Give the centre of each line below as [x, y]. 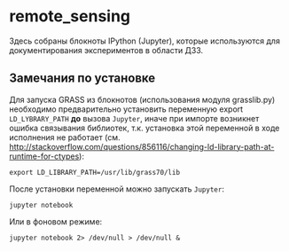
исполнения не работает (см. [65, 137]
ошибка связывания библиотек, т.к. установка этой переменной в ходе [144, 128]
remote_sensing [70, 16]
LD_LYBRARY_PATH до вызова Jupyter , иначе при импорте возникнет [134, 118]
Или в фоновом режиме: [56, 221]
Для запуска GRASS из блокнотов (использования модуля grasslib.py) [142, 99]
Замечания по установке [82, 78]
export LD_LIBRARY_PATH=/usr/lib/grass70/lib [94, 172]
